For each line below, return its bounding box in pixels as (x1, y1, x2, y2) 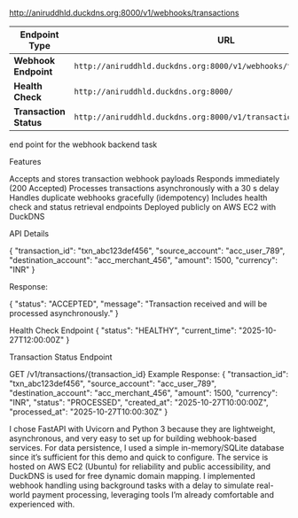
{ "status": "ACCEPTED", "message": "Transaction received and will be (9, 298, 268, 309)
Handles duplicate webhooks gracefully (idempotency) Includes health (9, 192, 268, 203)
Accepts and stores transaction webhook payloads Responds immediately (9, 174, 280, 184)
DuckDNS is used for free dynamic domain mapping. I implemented (9, 471, 255, 481)
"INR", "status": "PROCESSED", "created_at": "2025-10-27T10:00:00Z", (9, 398, 269, 407)
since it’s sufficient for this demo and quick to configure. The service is (9, 452, 269, 462)
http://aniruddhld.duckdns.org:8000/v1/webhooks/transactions (9, 8, 239, 18)
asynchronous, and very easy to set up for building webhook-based (9, 433, 257, 444)
